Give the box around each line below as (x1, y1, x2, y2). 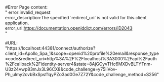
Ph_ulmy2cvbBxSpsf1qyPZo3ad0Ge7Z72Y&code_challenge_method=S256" (5, 72, 159, 77)
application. (5, 20, 29, 26)
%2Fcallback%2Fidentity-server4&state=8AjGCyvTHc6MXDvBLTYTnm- (5, 61, 153, 67)
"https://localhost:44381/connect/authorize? (5, 45, 95, 51)
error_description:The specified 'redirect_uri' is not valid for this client (5, 15, 147, 20)
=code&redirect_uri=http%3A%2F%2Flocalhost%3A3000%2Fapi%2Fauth (5, 56, 157, 61)
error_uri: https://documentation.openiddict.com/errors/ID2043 (5, 25, 132, 31)
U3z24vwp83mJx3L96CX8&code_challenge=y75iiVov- (5, 66, 118, 72)
